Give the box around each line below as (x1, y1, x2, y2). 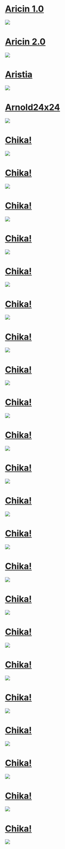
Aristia (5, 69, 32, 80)
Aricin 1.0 (5, 3, 44, 15)
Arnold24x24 (5, 102, 60, 113)
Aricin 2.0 (5, 36, 46, 47)
